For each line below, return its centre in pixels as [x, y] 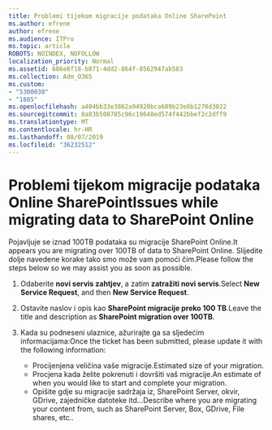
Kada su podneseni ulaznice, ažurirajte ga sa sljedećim [112, 333]
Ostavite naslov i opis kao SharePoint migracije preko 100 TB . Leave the [141, 308]
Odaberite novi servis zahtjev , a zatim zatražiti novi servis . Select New [140, 284]
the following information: [63, 350]
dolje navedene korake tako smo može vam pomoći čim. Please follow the [131, 259]
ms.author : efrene [39, 24]
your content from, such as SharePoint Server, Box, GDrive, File [138, 409]
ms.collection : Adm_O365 [50, 77]
